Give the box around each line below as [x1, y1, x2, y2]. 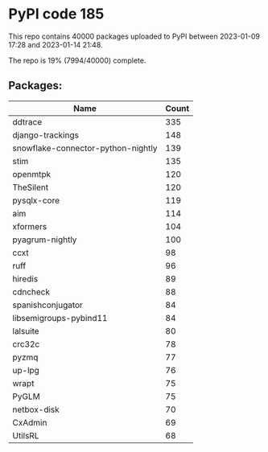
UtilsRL [12, 429, 39, 441]
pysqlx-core [12, 195, 60, 206]
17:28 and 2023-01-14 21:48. [8, 39, 103, 49]
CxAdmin [12, 417, 47, 428]
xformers [12, 220, 47, 232]
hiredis [12, 273, 39, 284]
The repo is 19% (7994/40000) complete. [8, 55, 146, 65]
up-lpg [12, 364, 40, 376]
